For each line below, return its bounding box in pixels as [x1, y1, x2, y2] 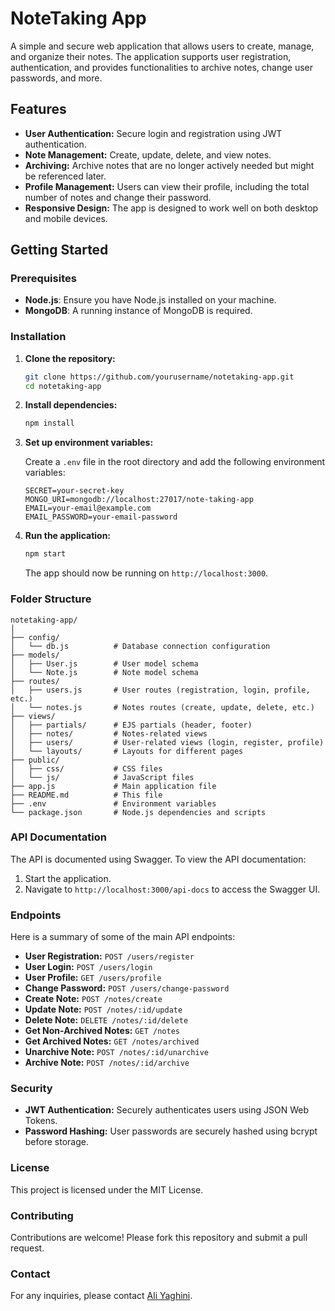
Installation [10, 330, 67, 344]
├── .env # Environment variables [10, 798, 217, 809]
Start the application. [24, 872, 112, 884]
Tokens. [24, 1115, 58, 1127]
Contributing [10, 1208, 74, 1222]
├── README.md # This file [10, 790, 163, 800]
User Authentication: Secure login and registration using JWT [24, 127, 283, 139]
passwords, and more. [10, 72, 103, 84]
